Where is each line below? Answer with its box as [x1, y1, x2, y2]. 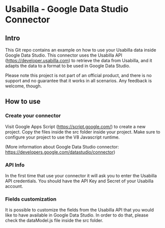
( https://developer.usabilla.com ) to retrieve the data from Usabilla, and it [5, 58, 153, 63]
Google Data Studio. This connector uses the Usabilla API [5, 52, 122, 58]
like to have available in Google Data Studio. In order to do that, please [5, 212, 149, 218]
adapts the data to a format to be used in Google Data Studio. [5, 63, 130, 69]
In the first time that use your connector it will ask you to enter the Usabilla [5, 172, 157, 178]
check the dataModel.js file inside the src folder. [5, 218, 104, 224]
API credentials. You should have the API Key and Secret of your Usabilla [5, 178, 154, 184]
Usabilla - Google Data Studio [5, 3, 129, 15]
